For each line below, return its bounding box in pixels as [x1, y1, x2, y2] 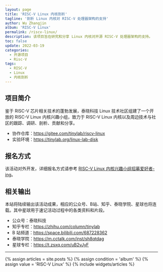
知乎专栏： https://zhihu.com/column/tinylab [12, 224, 100, 230]
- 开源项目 [9, 52, 29, 57]
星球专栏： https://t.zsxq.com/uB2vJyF [12, 242, 89, 248]
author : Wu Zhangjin [5, 20, 47, 26]
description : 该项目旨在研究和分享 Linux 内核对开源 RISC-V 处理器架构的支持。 [5, 34, 153, 39]
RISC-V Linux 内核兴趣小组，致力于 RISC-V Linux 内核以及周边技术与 [14, 114, 152, 119]
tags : [5, 61, 16, 66]
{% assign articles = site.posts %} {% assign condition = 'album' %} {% [5, 256, 149, 262]
